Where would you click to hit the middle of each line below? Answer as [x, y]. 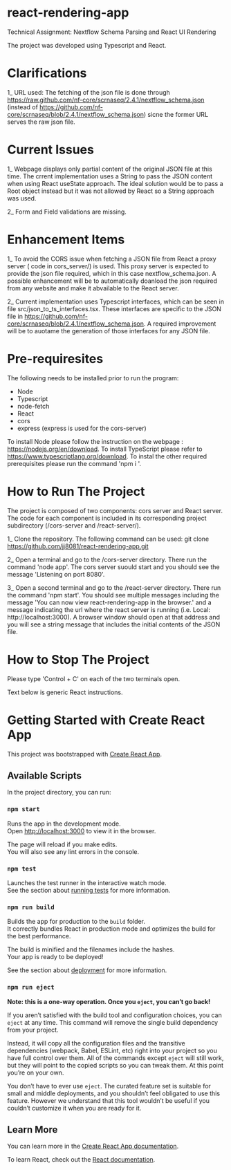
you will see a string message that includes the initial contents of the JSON [114, 624]
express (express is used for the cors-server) [82, 428]
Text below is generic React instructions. [65, 692]
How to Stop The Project [78, 659]
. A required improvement [180, 324]
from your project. [33, 1030]
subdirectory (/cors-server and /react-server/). [74, 525]
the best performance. [39, 936]
